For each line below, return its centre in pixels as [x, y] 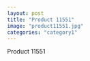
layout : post [26, 13]
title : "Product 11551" [41, 20]
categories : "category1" [42, 32]
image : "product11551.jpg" [45, 26]
